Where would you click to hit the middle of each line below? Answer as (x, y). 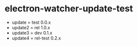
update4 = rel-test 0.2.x (36, 38)
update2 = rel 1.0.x (31, 27)
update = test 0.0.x (31, 22)
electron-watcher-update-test (69, 9)
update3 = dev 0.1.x (32, 33)
